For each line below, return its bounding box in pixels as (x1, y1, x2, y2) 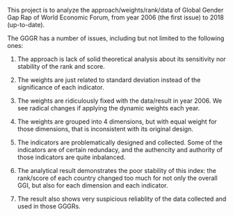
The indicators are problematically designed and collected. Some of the (17, 138, 223, 147)
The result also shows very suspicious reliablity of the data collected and (17, 194, 227, 203)
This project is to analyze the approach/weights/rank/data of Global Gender (7, 6, 224, 14)
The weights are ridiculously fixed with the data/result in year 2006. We (17, 97, 223, 105)
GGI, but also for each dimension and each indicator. (17, 181, 168, 190)
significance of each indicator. (17, 83, 104, 91)
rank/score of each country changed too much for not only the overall (17, 174, 218, 182)
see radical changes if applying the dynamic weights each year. (17, 104, 200, 112)
